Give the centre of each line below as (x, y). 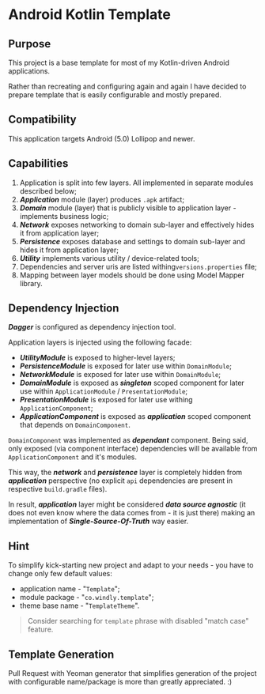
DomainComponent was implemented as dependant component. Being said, (128, 440)
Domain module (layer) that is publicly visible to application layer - (128, 208)
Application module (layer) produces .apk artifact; (102, 199)
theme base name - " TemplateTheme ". (79, 605)
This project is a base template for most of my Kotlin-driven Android (119, 62)
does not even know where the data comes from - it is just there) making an (132, 513)
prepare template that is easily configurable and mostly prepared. (115, 95)
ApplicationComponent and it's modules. (72, 457)
